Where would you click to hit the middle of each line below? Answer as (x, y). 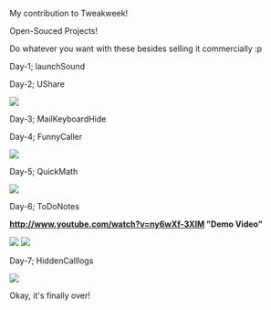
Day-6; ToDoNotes (45, 206)
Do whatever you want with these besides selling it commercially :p (136, 48)
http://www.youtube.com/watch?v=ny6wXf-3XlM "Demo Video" (136, 224)
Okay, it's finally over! (50, 295)
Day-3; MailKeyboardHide (58, 119)
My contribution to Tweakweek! (69, 13)
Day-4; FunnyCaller (46, 137)
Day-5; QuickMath (44, 171)
